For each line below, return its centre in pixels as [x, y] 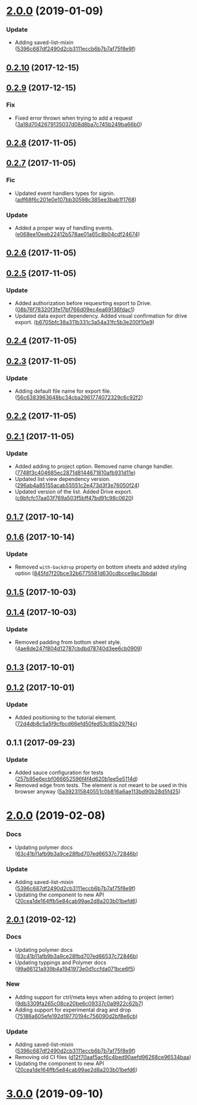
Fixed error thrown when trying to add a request [74, 118]
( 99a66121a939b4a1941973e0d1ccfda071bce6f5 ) [75, 969]
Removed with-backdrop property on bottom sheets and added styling [101, 567]
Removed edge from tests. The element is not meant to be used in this [101, 786]
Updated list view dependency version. [63, 479]
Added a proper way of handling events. [64, 228]
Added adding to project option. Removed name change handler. [94, 467]
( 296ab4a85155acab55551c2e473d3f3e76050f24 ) [77, 485]
